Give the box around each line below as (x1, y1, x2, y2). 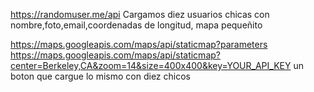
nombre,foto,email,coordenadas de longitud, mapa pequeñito (10, 19, 263, 31)
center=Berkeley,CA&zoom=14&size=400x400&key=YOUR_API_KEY (10, 60, 292, 71)
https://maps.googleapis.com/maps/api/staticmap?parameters (10, 39, 268, 50)
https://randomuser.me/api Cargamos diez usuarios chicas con (10, 9, 270, 20)
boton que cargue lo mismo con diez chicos (10, 70, 191, 82)
